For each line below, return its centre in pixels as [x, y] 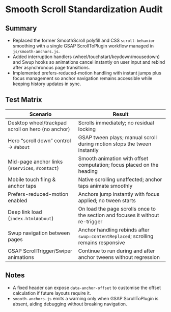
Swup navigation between [39, 233]
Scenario [40, 114]
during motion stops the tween [115, 144]
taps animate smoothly [105, 186]
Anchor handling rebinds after [114, 229]
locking [87, 129]
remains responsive [102, 242]
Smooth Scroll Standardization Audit [84, 9]
